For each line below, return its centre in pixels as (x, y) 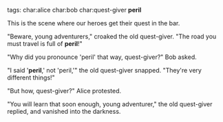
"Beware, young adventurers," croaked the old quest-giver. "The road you (112, 36)
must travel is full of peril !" (45, 44)
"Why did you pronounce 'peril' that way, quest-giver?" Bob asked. (102, 57)
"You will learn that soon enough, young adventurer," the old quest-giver (110, 104)
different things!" (31, 77)
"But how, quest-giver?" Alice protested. (64, 91)
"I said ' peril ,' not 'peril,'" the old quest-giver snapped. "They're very (104, 70)
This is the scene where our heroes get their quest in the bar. (94, 23)
